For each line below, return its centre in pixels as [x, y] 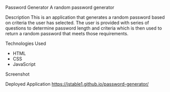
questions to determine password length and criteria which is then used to [84, 28]
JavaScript [24, 64]
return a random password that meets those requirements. [67, 33]
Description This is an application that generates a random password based [85, 17]
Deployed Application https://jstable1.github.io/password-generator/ [77, 84]
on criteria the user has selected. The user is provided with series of [77, 23]
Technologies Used [26, 43]
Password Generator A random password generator [60, 7]
